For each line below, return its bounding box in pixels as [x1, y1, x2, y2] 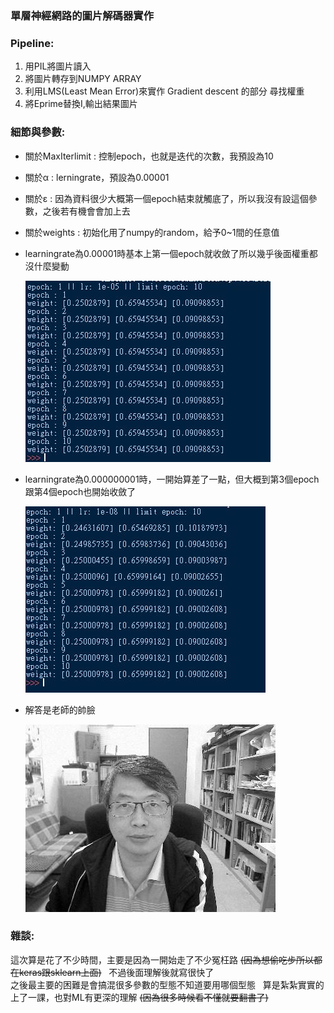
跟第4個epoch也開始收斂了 [24, 485, 137, 497]
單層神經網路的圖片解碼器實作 [10, 8, 155, 22]
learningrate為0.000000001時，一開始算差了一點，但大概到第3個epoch [24, 473, 320, 485]
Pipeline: [10, 36, 55, 50]
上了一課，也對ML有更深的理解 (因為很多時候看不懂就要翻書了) [10, 991, 269, 1003]
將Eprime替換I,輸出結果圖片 [24, 98, 138, 110]
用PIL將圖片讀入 [24, 60, 92, 72]
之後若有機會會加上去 [42, 205, 131, 217]
